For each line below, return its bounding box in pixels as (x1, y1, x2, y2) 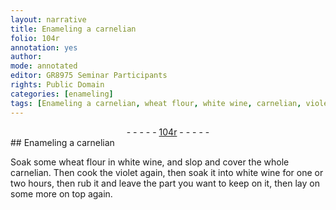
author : (10, 52, 43, 62)
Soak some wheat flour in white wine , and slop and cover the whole (10, 156, 290, 168)
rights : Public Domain (10, 80, 105, 90)
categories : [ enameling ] (10, 89, 114, 99)
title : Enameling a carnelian (10, 24, 137, 34)
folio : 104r (10, 33, 60, 43)
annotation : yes (10, 42, 78, 53)
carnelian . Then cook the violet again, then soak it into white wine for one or (10, 166, 324, 178)
